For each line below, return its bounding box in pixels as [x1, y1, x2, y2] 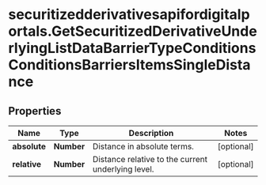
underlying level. [92, 164, 154, 175]
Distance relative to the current [92, 154, 208, 164]
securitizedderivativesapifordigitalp [8, 6, 251, 24]
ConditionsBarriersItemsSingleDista [8, 56, 251, 74]
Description [128, 128, 174, 138]
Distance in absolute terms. [92, 141, 194, 152]
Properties [8, 104, 62, 118]
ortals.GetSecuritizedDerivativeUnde [8, 22, 257, 40]
